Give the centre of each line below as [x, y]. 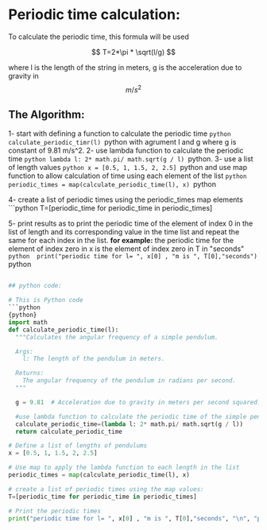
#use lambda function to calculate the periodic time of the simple [131, 416]
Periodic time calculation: [95, 15]
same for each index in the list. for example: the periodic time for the [121, 241]
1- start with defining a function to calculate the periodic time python [120, 133]
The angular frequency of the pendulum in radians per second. [130, 381]
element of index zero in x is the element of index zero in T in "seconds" [126, 249]
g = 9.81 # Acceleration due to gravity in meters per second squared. [138, 402]
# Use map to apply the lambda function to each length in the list [124, 468]
